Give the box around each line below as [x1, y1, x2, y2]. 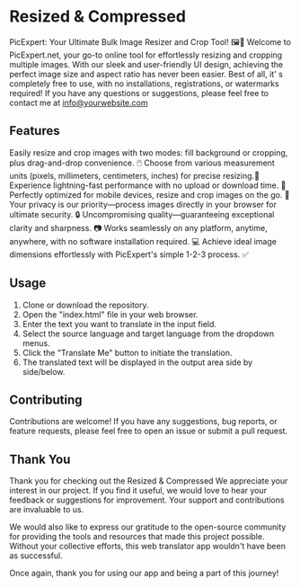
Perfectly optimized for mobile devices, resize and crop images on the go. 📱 [9, 189, 290, 200]
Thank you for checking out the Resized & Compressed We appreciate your [9, 476, 288, 486]
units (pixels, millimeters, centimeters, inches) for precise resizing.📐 [9, 170, 260, 181]
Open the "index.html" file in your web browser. [22, 308, 199, 320]
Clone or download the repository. [22, 299, 150, 310]
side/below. [22, 366, 66, 377]
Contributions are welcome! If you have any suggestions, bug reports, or [9, 416, 278, 427]
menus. [22, 337, 51, 348]
